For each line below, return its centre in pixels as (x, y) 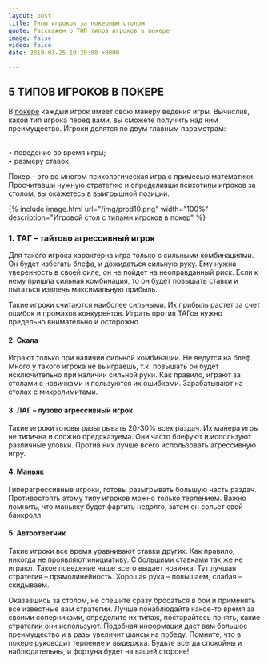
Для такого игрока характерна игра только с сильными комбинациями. (131, 256)
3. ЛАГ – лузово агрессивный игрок (71, 410)
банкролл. (26, 515)
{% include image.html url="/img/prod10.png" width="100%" (109, 209)
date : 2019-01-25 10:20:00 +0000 (64, 53)
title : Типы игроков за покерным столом (77, 23)
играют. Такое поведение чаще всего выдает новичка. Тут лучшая (122, 567)
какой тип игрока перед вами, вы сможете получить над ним (113, 120)
